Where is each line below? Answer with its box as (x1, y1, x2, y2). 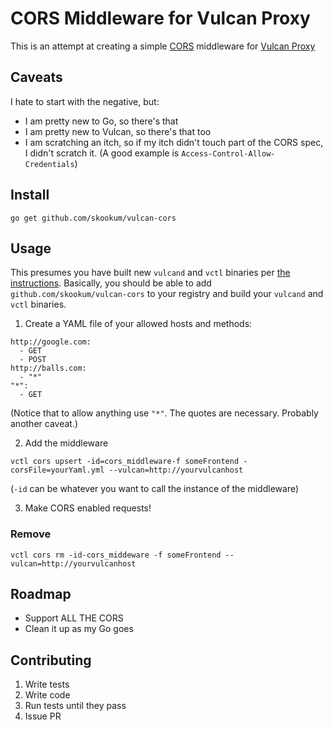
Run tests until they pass (24, 700, 127, 712)
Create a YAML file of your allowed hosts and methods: (24, 318, 253, 330)
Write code (24, 689, 71, 701)
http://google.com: (10, 337, 92, 347)
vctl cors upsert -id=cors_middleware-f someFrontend (10, 457, 240, 467)
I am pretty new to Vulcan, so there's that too (24, 125, 212, 137)
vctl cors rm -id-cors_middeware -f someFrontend (10, 550, 222, 560)
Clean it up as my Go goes (24, 623, 134, 635)
